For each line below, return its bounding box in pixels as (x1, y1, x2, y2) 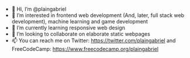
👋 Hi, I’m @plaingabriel (11, 6, 67, 12)
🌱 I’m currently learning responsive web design (11, 24, 126, 31)
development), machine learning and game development (11, 18, 148, 25)
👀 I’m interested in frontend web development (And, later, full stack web (11, 12, 185, 19)
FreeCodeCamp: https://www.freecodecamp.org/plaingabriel (11, 46, 159, 52)
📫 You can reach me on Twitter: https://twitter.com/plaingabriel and (11, 37, 176, 44)
